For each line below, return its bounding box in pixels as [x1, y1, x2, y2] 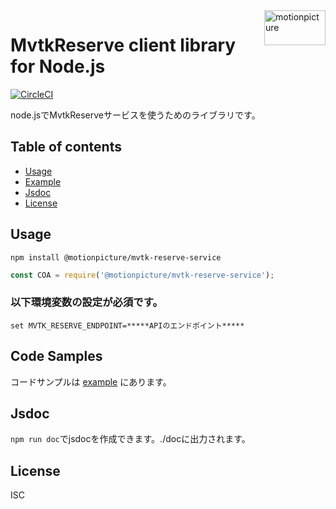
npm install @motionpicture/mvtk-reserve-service [10, 252, 222, 263]
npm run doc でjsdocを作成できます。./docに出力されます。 [10, 433, 251, 445]
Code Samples [10, 348, 103, 365]
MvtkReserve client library [10, 34, 237, 57]
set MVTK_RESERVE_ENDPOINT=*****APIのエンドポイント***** [10, 320, 245, 331]
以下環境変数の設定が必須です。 [10, 295, 163, 309]
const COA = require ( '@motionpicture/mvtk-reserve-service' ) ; [10, 270, 275, 280]
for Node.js [10, 55, 106, 78]
